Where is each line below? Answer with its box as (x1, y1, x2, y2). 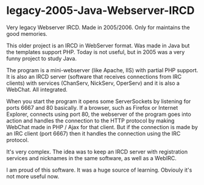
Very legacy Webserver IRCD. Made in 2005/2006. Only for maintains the (6, 24, 190, 31)
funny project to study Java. (6, 55, 77, 62)
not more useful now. (6, 172, 60, 180)
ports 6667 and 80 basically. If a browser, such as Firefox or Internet (6, 104, 178, 111)
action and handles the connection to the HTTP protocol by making (6, 116, 175, 124)
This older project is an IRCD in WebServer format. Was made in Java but (6, 42, 190, 49)
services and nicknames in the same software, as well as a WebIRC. (6, 154, 177, 161)
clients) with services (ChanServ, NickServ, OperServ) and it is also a (6, 79, 180, 87)
